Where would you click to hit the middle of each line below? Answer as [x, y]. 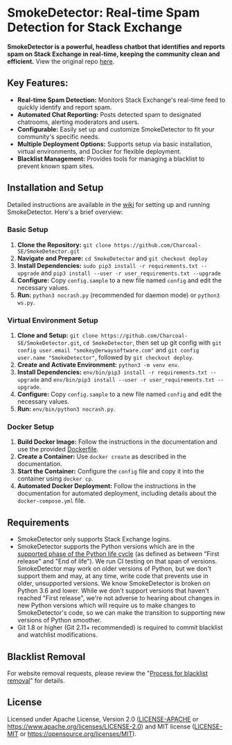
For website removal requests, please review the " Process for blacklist [108, 674]
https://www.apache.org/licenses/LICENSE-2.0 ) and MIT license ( [101, 726]
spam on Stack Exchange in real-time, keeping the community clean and [114, 54]
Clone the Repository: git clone [64, 244]
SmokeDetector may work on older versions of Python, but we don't [114, 568]
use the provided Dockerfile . [58, 449]
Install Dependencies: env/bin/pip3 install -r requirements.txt [112, 372]
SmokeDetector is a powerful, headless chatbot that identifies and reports [116, 46]
